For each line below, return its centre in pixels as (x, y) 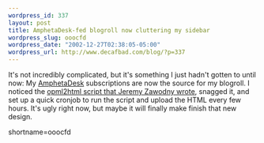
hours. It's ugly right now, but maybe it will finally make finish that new (123, 108)
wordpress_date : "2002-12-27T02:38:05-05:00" (84, 45)
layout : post (30, 23)
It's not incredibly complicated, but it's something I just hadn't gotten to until (132, 75)
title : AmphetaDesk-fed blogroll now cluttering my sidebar (109, 30)
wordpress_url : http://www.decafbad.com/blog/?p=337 (97, 52)
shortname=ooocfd (40, 132)
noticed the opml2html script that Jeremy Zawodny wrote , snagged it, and (129, 91)
